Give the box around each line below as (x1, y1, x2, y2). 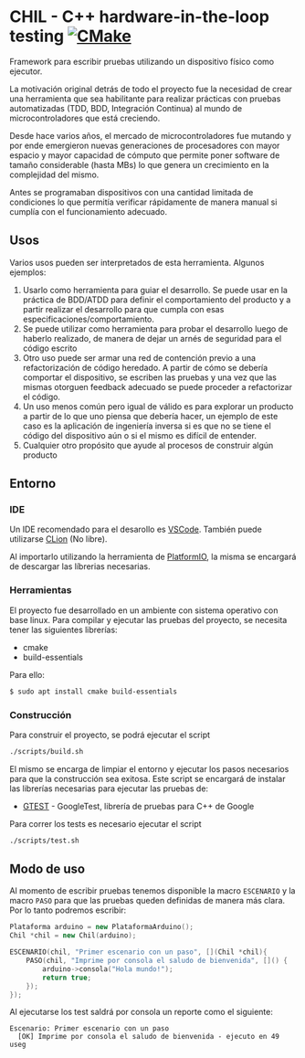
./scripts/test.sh (9, 836, 79, 845)
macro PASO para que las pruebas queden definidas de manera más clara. (9, 895, 286, 906)
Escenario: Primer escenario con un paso (9, 1024, 170, 1033)
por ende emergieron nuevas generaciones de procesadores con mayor (9, 140, 280, 151)
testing (9, 26, 65, 47)
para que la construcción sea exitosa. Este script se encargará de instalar (9, 773, 286, 784)
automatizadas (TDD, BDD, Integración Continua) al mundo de (9, 102, 243, 113)
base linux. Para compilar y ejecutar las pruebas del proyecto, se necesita (9, 614, 288, 625)
